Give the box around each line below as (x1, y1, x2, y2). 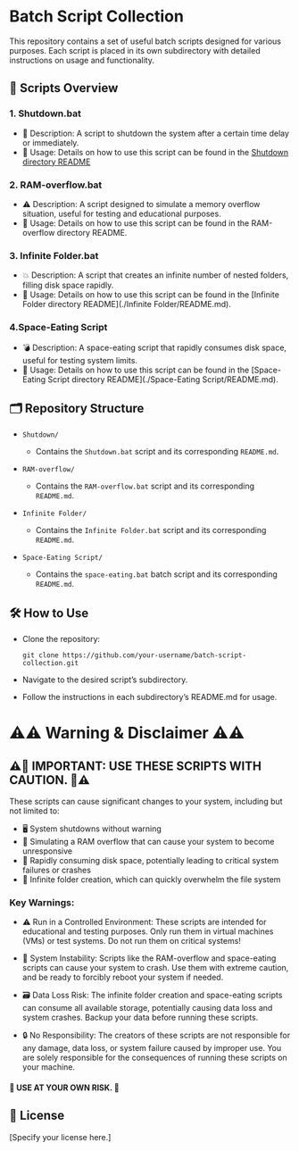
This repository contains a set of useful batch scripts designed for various (9, 36, 281, 46)
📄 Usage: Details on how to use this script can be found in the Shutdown (21, 146, 289, 157)
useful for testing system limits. (21, 354, 138, 365)
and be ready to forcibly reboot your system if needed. (21, 972, 224, 983)
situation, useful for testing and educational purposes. (21, 208, 221, 219)
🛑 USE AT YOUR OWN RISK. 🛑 (9, 1082, 120, 1093)
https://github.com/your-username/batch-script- (62, 651, 247, 660)
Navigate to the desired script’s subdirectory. (21, 674, 188, 685)
